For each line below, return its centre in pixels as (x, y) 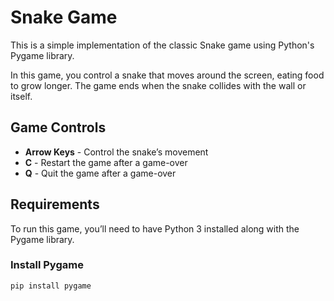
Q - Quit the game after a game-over (100, 173)
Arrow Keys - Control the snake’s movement (116, 152)
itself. (21, 96)
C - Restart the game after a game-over (106, 162)
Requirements (55, 204)
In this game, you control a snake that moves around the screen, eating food (167, 75)
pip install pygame (51, 286)
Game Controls (58, 127)
